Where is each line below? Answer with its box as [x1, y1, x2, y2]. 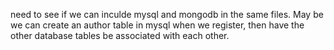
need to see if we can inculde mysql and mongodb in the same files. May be [10, 9, 324, 20]
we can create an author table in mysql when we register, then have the [10, 19, 305, 31]
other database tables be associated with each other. [10, 30, 230, 41]
